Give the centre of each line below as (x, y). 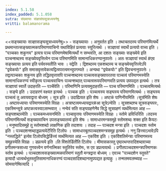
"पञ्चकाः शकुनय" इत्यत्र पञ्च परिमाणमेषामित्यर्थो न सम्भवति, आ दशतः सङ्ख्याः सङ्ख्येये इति (76, 53)
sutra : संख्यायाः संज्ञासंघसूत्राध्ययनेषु (32, 19)
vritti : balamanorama (28, 23)
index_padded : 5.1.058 (28, 14)
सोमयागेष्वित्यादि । (19, 164)
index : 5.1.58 (20, 10)
